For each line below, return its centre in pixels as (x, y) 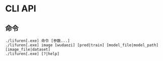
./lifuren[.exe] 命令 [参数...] (38, 41)
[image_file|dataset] (28, 50)
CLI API (21, 9)
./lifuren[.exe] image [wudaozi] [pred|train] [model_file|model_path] (82, 45)
